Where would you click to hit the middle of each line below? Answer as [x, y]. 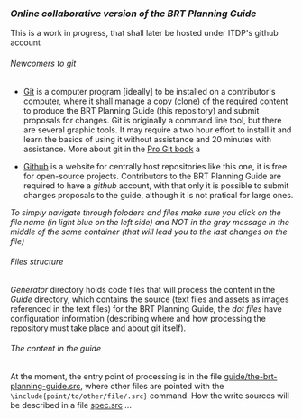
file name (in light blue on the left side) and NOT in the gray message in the [150, 222]
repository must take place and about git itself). [98, 328]
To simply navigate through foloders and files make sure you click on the [146, 212]
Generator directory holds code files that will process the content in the [143, 289]
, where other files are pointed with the [152, 386]
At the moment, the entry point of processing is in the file [116, 376]
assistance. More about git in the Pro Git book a [112, 149]
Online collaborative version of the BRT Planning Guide [133, 14]
